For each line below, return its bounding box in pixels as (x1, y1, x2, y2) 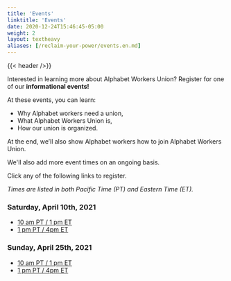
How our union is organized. (17, 124, 99, 132)
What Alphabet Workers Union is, (17, 117, 112, 125)
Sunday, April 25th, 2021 (7, 243, 92, 253)
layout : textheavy (7, 36, 60, 43)
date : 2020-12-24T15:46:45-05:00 (7, 23, 104, 30)
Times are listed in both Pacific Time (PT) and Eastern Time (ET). (7, 185, 194, 193)
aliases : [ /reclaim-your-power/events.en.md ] (7, 42, 141, 49)
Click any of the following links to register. (7, 171, 127, 180)
